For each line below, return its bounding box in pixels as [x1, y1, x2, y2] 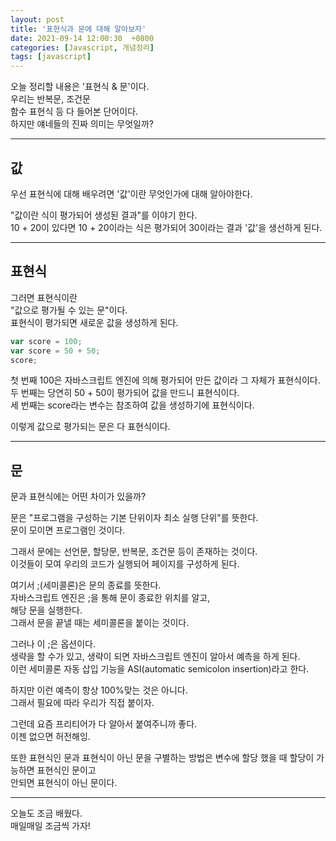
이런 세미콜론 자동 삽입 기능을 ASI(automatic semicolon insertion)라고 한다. [10, 663, 310, 675]
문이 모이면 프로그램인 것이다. [10, 524, 126, 536]
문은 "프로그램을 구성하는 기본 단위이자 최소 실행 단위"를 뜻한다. [10, 512, 259, 524]
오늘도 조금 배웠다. [10, 807, 83, 820]
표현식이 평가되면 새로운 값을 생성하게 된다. [10, 316, 179, 328]
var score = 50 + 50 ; [10, 346, 101, 356]
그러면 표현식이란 [10, 291, 78, 303]
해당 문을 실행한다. [10, 604, 83, 616]
